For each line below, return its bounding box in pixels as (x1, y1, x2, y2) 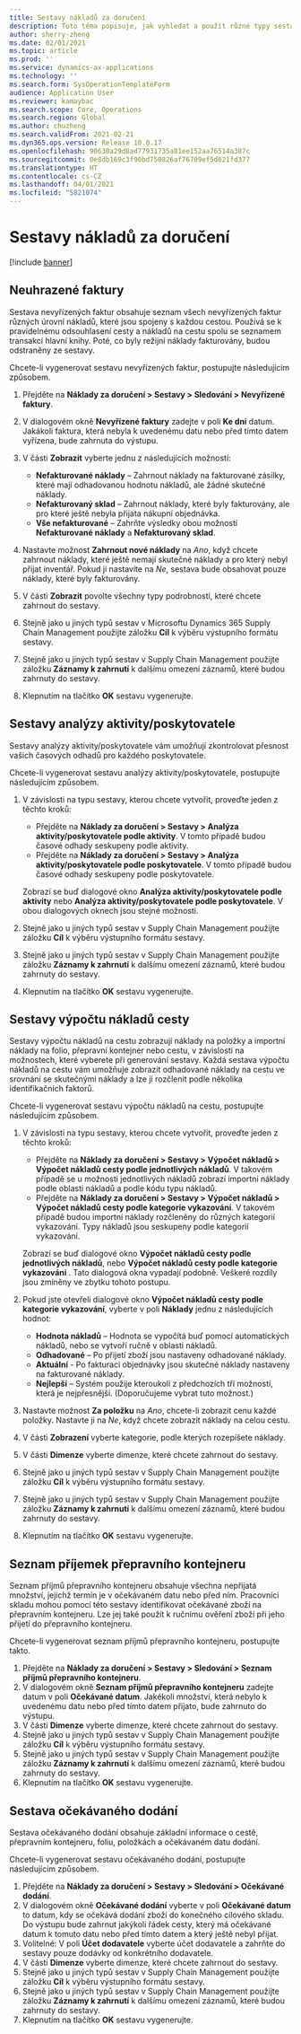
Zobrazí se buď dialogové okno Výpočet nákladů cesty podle (21, 1249, 252, 1259)
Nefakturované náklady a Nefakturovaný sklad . (35, 527, 216, 538)
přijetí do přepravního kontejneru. (9, 1618, 133, 1629)
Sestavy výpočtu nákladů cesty (9, 1012, 190, 1027)
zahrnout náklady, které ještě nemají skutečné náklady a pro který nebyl (21, 554, 288, 565)
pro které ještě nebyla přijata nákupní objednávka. (35, 508, 221, 519)
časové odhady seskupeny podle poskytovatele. (35, 868, 215, 880)
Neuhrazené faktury (9, 283, 125, 298)
